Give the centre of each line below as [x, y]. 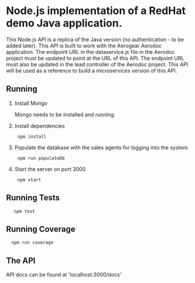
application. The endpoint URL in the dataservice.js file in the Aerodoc [90, 52]
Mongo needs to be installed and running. [65, 114]
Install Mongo [31, 103]
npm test [24, 211]
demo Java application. [64, 23]
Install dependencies [40, 126]
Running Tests [33, 198]
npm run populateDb [41, 158]
